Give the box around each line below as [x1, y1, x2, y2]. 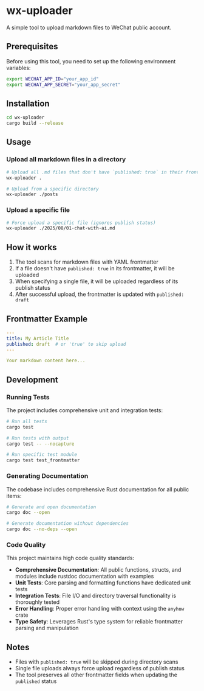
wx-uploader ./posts [6, 191, 59, 198]
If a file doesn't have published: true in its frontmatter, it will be [15, 265, 175, 272]
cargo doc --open [6, 510, 50, 516]
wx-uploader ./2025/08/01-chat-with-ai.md [6, 225, 115, 231]
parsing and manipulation [15, 625, 79, 632]
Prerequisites [6, 41, 58, 52]
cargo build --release [6, 120, 64, 127]
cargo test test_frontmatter [6, 457, 80, 463]
